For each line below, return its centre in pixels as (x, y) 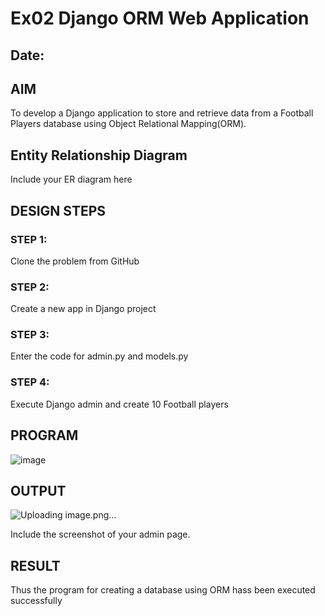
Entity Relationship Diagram (99, 155)
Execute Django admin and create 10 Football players (119, 404)
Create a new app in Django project (83, 309)
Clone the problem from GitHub (75, 261)
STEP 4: (30, 382)
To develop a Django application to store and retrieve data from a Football (162, 113)
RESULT (35, 565)
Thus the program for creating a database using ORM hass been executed (163, 590)
